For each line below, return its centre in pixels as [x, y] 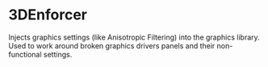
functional [25, 54]
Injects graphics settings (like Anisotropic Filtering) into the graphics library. [134, 37]
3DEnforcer [48, 15]
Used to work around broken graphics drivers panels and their [112, 45]
